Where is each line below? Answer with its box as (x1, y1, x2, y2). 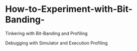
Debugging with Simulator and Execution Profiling (5, 40, 108, 46)
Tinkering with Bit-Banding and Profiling (5, 30, 88, 36)
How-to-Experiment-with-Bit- (5, 3, 133, 15)
